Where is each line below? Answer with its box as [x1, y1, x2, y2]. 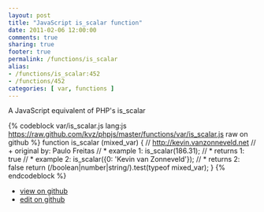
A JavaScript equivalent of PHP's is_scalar [8, 106, 146, 115]
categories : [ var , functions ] [8, 84, 114, 93]
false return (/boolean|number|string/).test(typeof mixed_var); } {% [8, 163, 226, 173]
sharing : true [8, 41, 55, 49]
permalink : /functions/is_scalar [8, 56, 118, 64]
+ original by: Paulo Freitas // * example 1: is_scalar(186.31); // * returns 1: [8, 146, 245, 155]
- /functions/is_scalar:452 [8, 70, 101, 78]
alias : [8, 63, 30, 71]
